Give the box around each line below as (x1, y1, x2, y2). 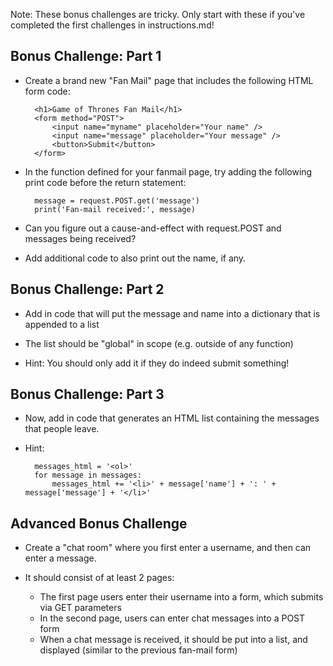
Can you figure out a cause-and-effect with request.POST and (24, 222, 282, 234)
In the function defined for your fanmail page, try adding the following (24, 165, 313, 178)
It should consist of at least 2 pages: (24, 572, 175, 584)
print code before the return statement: (24, 176, 187, 188)
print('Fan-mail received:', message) (34, 204, 196, 214)
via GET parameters (39, 602, 122, 614)
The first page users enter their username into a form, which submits (39, 591, 324, 603)
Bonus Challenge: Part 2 (10, 281, 165, 298)
